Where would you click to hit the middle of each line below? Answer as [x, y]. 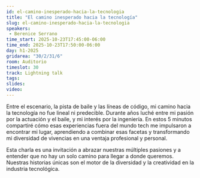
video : [14, 90]
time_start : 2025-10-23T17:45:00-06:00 [56, 39]
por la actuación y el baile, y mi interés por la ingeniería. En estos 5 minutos [99, 119]
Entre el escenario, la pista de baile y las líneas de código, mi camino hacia [99, 106]
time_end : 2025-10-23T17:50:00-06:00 [53, 45]
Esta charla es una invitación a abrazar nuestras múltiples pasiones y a [94, 149]
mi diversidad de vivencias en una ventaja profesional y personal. [87, 138]
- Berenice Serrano [33, 34]
